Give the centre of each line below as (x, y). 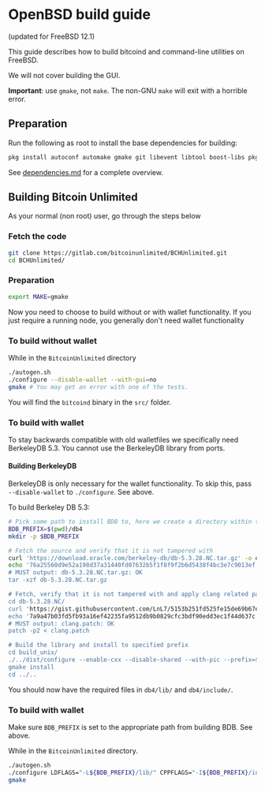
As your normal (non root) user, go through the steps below (105, 216)
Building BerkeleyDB (43, 466)
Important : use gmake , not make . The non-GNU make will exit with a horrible (128, 90)
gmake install (32, 667)
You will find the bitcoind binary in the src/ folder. (90, 402)
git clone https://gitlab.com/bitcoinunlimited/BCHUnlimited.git (118, 253)
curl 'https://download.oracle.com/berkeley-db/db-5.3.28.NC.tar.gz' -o (130, 558)
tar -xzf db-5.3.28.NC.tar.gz (58, 580)
